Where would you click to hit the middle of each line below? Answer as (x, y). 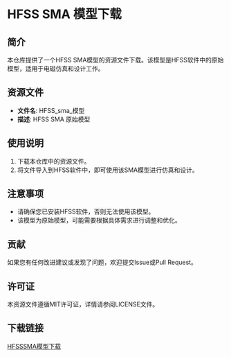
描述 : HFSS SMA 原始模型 (54, 119)
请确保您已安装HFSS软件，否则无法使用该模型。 (86, 211)
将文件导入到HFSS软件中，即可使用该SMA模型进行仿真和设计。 (108, 170)
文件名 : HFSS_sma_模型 (51, 110)
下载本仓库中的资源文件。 (54, 161)
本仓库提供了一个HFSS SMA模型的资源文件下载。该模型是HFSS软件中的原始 (115, 60)
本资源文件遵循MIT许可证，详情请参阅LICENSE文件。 (83, 304)
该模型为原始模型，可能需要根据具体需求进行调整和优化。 (99, 220)
